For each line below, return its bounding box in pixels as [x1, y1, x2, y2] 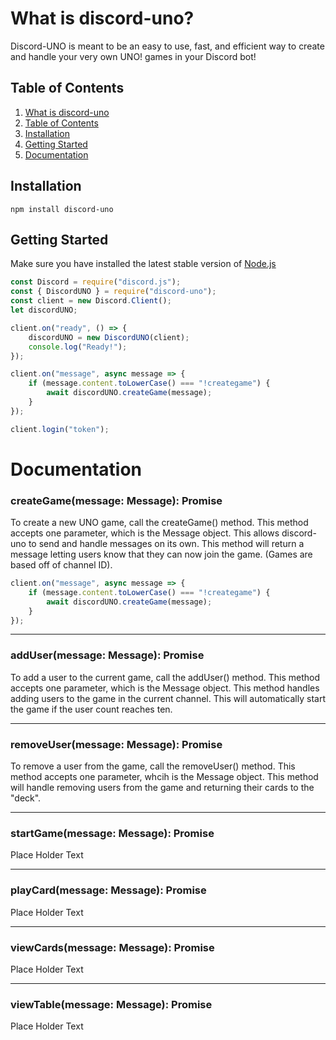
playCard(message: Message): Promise [10, 883, 207, 897]
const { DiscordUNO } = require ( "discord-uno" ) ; [10, 287, 217, 297]
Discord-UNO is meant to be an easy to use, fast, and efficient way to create [10, 40, 325, 52]
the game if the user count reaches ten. [10, 703, 173, 715]
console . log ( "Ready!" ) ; [28, 342, 128, 352]
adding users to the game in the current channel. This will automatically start [10, 692, 326, 704]
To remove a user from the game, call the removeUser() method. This [10, 760, 296, 772]
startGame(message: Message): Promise [10, 827, 215, 840]
